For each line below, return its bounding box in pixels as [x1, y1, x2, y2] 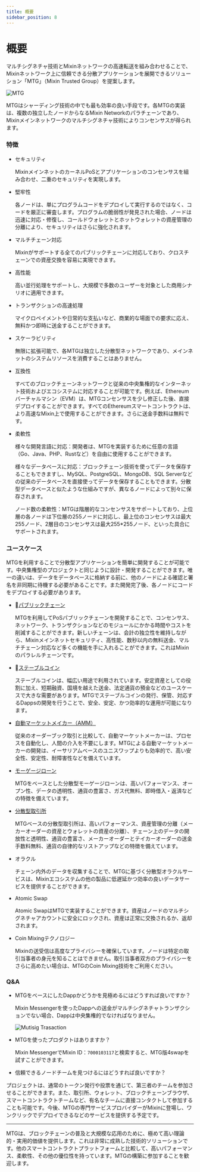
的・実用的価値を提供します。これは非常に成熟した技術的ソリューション [6, 1137, 183, 1145]
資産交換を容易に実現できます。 [40, 256, 119, 263]
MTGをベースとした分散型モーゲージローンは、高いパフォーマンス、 [14, 780, 183, 787]
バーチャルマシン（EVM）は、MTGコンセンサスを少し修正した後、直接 [14, 395, 189, 402]
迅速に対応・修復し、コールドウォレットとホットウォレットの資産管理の [14, 216, 192, 223]
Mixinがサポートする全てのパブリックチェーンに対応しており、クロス [14, 248, 185, 256]
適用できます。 [30, 289, 67, 296]
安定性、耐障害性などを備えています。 [30, 755, 124, 762]
